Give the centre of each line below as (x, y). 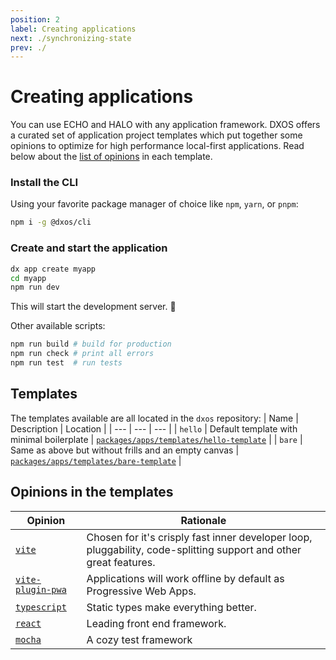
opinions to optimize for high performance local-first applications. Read (157, 146)
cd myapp (28, 278)
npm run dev (35, 287)
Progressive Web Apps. (141, 591)
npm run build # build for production (91, 344)
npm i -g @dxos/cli (51, 222)
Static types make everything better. (171, 607)
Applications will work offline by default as (185, 578)
